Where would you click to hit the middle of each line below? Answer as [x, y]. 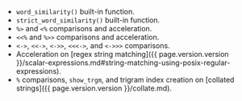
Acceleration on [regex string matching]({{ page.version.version [122, 54]
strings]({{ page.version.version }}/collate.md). [94, 88]
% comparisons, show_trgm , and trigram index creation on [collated [125, 80]
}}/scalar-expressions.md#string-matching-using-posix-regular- [123, 63]
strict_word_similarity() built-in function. [88, 20]
